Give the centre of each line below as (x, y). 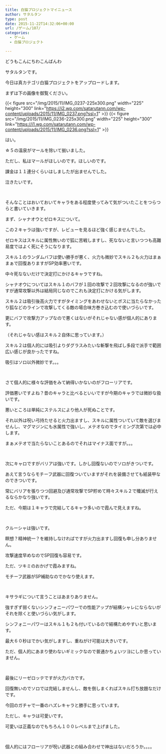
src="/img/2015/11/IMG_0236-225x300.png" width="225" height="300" (79, 119)
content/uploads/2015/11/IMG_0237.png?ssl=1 (52, 113)
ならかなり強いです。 (31, 497)
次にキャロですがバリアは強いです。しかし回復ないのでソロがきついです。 (81, 463)
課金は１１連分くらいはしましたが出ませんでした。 (57, 171)
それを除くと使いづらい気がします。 (42, 613)
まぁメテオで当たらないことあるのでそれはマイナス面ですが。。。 (70, 443)
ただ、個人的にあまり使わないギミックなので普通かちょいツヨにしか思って (81, 651)
